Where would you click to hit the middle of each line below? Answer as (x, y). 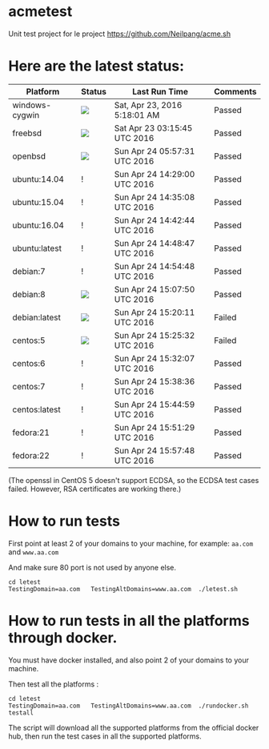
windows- (32, 105)
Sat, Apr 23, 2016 (148, 105)
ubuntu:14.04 (38, 179)
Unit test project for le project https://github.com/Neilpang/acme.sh (120, 34)
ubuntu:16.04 (38, 225)
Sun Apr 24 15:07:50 (155, 289)
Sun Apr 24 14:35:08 (155, 197)
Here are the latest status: (96, 66)
